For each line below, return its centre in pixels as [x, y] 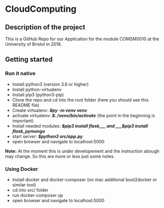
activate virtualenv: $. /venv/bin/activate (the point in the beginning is [83, 115]
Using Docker [22, 169]
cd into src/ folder [30, 190]
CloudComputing [41, 9]
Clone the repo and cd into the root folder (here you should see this [80, 100]
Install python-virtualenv [37, 89]
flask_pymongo [28, 131]
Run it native [20, 74]
